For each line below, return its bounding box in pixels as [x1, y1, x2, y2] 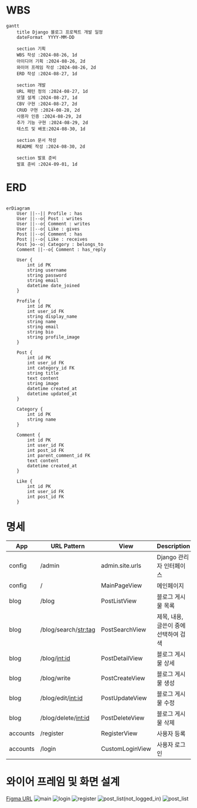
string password [27, 272, 67, 278]
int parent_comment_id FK [27, 453, 91, 458]
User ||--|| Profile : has [16, 210, 83, 217]
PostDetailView [101, 654, 143, 662]
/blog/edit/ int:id [40, 694, 83, 702]
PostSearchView [101, 625, 147, 633]
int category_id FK [27, 365, 75, 371]
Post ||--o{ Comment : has [16, 231, 83, 237]
